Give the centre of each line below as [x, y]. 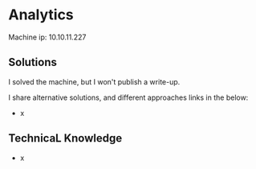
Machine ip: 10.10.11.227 [47, 37]
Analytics [41, 15]
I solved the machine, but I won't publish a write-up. [94, 81]
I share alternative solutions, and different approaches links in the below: [128, 97]
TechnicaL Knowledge [65, 138]
